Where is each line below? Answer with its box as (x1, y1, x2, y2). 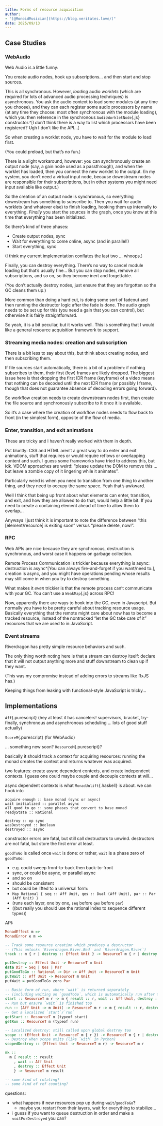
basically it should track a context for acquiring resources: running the (5, 753, 146, 759)
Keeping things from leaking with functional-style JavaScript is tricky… (5, 687, 147, 693)
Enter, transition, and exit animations (5, 427, 94, 434)
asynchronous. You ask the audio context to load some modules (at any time (5, 98, 158, 105)
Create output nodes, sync (12, 233, 65, 239)
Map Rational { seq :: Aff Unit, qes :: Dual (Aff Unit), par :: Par (12, 891, 156, 897)
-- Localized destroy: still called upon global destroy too (5, 1028, 131, 1033)
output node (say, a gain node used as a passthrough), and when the (5, 163, 143, 169)
